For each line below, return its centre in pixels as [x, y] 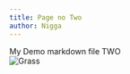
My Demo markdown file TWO [65, 51]
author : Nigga [36, 26]
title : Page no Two [46, 17]
